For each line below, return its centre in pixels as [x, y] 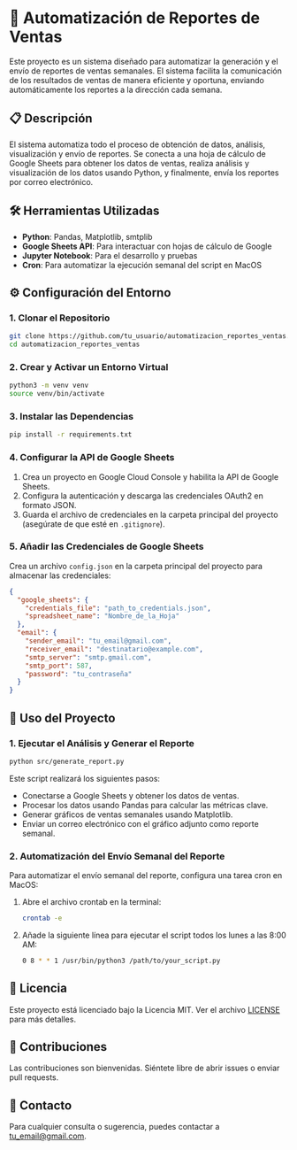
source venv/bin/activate [57, 394]
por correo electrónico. [51, 181]
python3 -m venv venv [49, 386]
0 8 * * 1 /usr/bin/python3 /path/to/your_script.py [121, 961]
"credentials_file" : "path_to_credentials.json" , [118, 608]
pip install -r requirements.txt [71, 435]
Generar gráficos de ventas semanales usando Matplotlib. [127, 814]
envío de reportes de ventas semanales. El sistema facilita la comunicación [146, 71]
